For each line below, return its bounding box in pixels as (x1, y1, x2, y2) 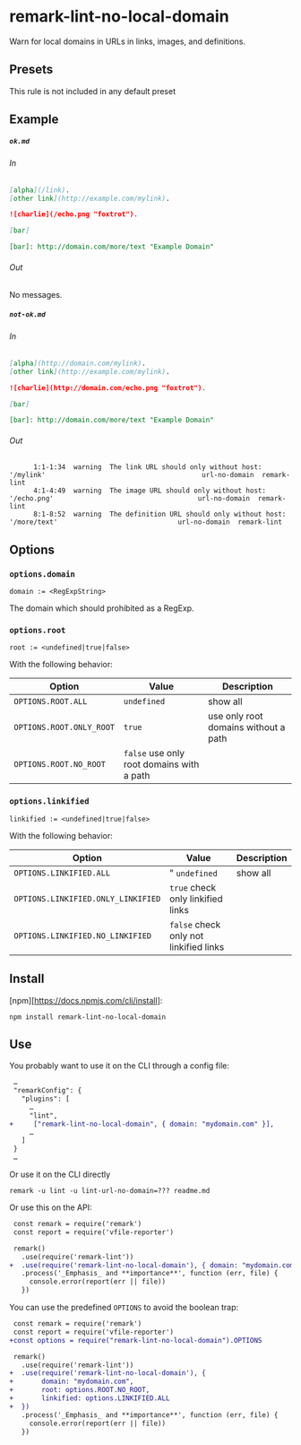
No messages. (9, 290, 63, 300)
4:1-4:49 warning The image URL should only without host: (32, 486, 267, 495)
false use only (124, 747, 185, 760)
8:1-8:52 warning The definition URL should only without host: (32, 509, 287, 519)
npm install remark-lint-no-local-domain (9, 1012, 167, 1022)
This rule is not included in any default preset (9, 85, 176, 96)
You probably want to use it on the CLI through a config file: (9, 1060, 230, 1071)
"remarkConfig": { (13, 1086, 82, 1095)
